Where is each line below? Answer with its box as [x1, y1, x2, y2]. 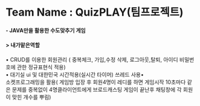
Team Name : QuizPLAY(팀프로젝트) [5, 5, 184, 19]
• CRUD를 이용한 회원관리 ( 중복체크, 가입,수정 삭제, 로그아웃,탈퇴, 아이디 [5, 56, 179, 63]
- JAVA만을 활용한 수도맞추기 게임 [5, 26, 86, 34]
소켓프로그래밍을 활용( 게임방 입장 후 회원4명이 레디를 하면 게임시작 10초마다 [5, 78, 186, 86]
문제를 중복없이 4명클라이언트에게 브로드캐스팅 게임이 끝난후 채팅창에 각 [11, 86, 182, 93]
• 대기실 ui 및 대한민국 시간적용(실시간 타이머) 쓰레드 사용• [5, 71, 144, 78]
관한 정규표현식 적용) [16, 63, 66, 71]
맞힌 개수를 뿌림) [11, 93, 51, 101]
